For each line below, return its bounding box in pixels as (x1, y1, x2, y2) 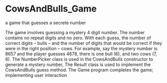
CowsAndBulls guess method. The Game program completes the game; (5, 66, 154, 73)
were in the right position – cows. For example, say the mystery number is (5, 45, 158, 51)
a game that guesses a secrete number (5, 20, 86, 26)
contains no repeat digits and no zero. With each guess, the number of (5, 35, 151, 41)
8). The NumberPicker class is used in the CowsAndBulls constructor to (5, 56, 153, 62)
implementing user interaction (5, 72, 67, 78)
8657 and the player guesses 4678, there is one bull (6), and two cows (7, (5, 51, 157, 57)
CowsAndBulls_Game (5, 3, 97, 15)
